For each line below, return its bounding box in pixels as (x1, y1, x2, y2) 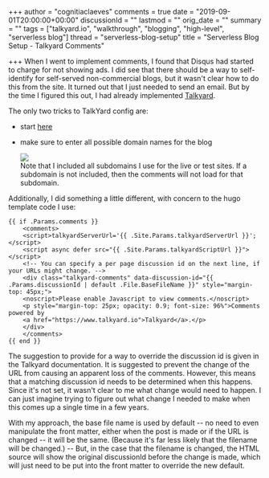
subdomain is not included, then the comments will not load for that (19, 170, 243, 179)
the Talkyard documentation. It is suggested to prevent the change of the (8, 360, 251, 369)
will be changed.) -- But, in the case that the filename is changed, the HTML (8, 443, 260, 453)
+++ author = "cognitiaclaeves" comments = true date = (8, 7, 194, 16)
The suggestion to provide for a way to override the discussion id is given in (8, 351, 259, 361)
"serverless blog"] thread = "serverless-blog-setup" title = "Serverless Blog (8, 32, 259, 42)
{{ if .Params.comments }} (8, 218, 99, 226)
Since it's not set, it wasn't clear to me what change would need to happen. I (8, 386, 262, 394)
